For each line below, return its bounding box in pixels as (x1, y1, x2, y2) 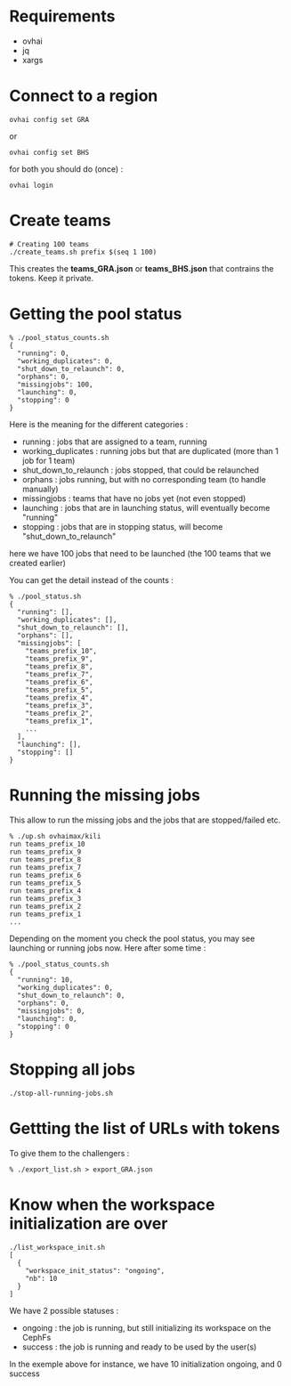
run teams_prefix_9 (9, 847, 82, 856)
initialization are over (9, 1213, 168, 1234)
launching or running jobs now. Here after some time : (9, 942, 206, 953)
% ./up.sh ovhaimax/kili (9, 831, 101, 840)
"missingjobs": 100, (17, 380, 93, 389)
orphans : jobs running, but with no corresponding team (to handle (21, 474, 267, 484)
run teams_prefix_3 (9, 894, 82, 903)
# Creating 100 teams (9, 239, 90, 248)
